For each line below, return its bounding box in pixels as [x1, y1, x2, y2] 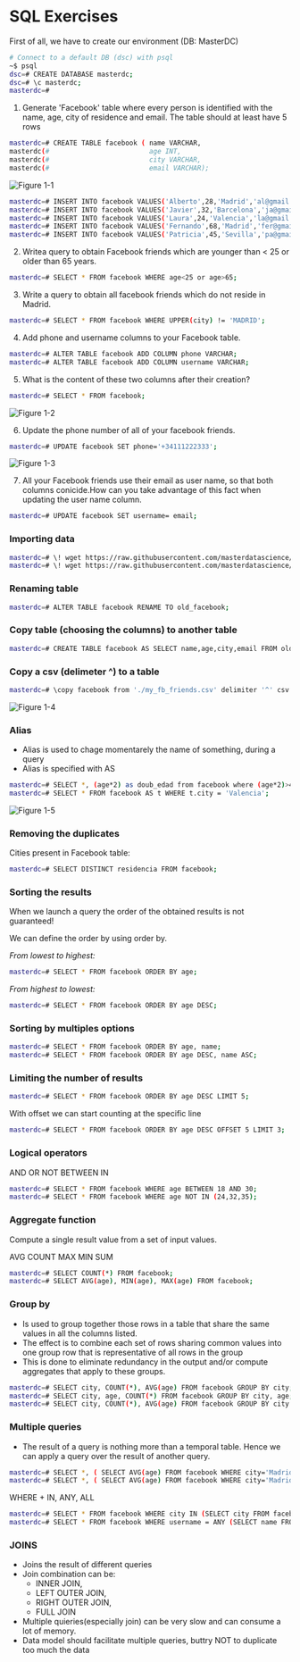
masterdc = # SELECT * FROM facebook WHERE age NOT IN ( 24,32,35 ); [9, 1192, 257, 1202]
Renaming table [9, 582, 79, 595]
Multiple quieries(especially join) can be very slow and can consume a [21, 1616, 281, 1627]
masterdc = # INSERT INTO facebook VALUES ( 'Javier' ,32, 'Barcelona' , [9, 205, 262, 214]
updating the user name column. [21, 494, 142, 505]
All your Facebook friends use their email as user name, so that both [21, 475, 274, 486]
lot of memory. [21, 1625, 77, 1636]
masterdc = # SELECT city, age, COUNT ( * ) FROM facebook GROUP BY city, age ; [9, 1391, 294, 1400]
